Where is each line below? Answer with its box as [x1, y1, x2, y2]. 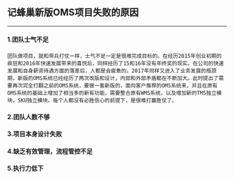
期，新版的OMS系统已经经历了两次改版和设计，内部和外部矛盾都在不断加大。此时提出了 [7, 75, 219, 82]
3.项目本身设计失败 [7, 130, 63, 138]
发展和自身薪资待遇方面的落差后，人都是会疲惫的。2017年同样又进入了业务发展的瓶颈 [7, 68, 217, 75]
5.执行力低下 [7, 164, 44, 173]
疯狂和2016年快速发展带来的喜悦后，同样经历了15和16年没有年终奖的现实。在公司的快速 [7, 60, 224, 68]
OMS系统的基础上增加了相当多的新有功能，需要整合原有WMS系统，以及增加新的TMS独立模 [7, 90, 222, 97]
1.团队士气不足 [7, 36, 49, 44]
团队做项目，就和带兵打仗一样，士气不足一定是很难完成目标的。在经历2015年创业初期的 [7, 53, 222, 60]
